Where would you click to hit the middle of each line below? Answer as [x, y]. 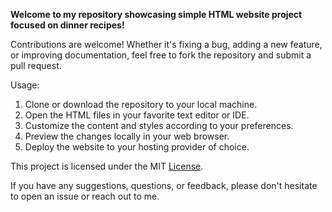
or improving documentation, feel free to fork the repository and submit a [161, 55]
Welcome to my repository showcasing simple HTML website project [156, 14]
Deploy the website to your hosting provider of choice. [137, 147]
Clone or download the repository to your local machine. [141, 104]
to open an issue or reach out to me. [85, 196]
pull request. [36, 65]
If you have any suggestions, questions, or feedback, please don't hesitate [164, 185]
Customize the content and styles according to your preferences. [159, 125]
